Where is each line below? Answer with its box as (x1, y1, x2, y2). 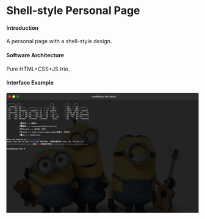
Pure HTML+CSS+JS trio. (6, 65, 70, 72)
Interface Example (6, 79, 54, 86)
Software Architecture (6, 51, 64, 58)
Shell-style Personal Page (6, 4, 140, 18)
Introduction (6, 24, 38, 31)
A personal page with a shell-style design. (6, 38, 112, 45)
